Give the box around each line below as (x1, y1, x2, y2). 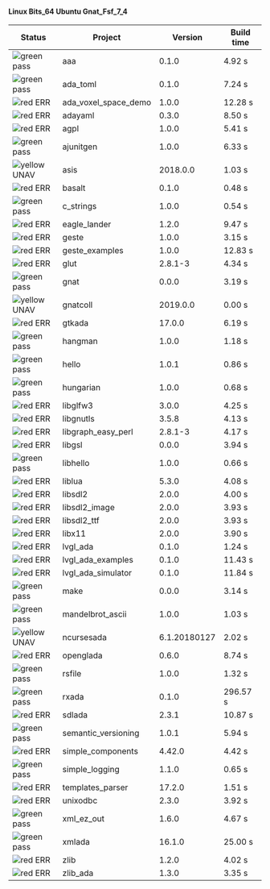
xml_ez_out (62, 813, 104, 825)
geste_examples (62, 245, 124, 256)
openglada (62, 650, 103, 661)
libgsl (62, 439, 83, 451)
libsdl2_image (62, 502, 115, 513)
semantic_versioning (62, 728, 140, 739)
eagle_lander (62, 218, 112, 230)
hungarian (62, 382, 101, 393)
